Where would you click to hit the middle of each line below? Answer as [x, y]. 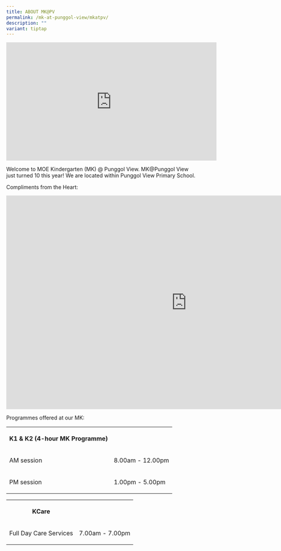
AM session [26, 460]
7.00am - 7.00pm [105, 534]
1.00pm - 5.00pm [140, 483]
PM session [26, 483]
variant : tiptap [26, 29]
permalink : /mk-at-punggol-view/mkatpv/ [58, 17]
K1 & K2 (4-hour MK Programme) [59, 439]
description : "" [26, 23]
